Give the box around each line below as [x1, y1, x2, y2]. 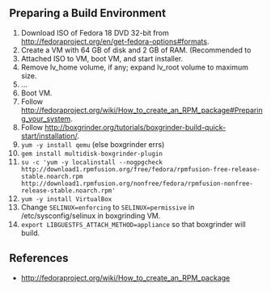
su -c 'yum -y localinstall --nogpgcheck [20, 158, 163, 167]
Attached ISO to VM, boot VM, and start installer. [20, 53, 184, 63]
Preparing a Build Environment [9, 6, 167, 20]
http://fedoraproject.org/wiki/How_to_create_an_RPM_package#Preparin [20, 105, 263, 115]
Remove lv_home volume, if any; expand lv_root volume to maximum [20, 62, 249, 72]
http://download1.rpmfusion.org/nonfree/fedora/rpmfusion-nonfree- [20, 179, 253, 188]
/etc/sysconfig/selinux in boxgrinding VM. [20, 210, 161, 221]
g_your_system [20, 113, 71, 124]
